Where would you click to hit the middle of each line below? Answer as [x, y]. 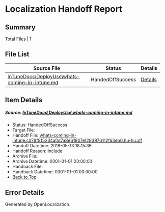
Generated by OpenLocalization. [38, 204]
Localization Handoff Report [64, 9]
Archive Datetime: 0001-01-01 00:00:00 [52, 161]
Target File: [24, 130]
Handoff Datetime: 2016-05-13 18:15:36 [52, 146]
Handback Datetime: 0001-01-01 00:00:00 [55, 172]
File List [17, 54]
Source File [47, 68]
